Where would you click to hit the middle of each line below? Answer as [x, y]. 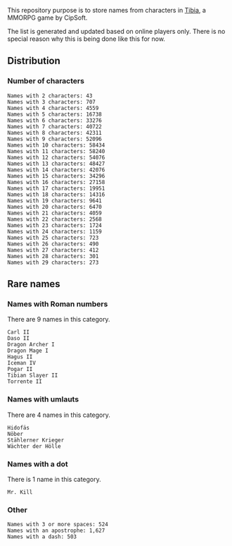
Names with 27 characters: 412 [53, 250]
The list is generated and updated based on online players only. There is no [116, 31]
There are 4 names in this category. [59, 415]
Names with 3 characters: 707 [52, 102]
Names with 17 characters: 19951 [56, 188]
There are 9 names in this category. [59, 320]
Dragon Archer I [31, 345]
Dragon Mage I [28, 351]
